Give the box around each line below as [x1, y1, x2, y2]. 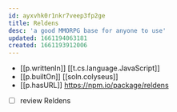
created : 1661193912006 [8, 42, 88, 50]
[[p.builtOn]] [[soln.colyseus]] [19, 72, 119, 82]
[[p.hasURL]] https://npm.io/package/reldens [19, 81, 170, 90]
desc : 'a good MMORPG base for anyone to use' [8, 26, 167, 34]
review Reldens [19, 96, 71, 106]
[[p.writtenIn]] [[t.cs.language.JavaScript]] [19, 63, 160, 73]
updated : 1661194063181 [8, 34, 88, 42]
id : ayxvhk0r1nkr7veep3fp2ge [8, 11, 106, 20]
